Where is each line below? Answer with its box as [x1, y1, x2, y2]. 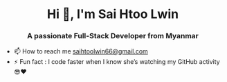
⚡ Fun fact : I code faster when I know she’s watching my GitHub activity [13, 58, 220, 66]
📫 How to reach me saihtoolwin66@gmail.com [13, 47, 149, 56]
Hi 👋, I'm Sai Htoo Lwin [47, 6, 179, 22]
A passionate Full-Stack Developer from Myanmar [26, 31, 199, 41]
